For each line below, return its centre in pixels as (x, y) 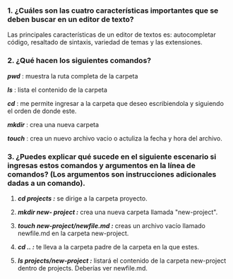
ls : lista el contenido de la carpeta (58, 90)
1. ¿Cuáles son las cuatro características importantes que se (113, 11)
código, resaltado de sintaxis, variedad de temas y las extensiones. (105, 42)
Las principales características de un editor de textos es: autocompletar (112, 35)
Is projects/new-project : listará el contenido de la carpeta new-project (122, 261)
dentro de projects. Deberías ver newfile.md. (83, 268)
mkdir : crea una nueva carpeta (53, 124)
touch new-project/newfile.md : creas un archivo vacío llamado (112, 225)
